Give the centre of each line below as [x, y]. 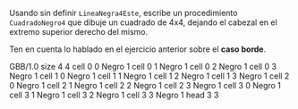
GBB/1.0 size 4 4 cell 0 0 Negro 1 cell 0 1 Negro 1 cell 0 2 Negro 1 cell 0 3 [143, 67]
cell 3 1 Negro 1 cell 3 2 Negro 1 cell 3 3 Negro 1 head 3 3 [114, 95]
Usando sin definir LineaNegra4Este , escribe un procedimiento [123, 13]
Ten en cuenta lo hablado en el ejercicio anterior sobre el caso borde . [138, 49]
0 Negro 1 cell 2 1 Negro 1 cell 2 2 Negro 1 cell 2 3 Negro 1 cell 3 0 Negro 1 [145, 85]
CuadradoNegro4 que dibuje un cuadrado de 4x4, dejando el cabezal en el [143, 22]
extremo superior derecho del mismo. [79, 32]
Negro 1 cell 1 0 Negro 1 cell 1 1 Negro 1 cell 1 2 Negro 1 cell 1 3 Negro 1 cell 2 [149, 76]
